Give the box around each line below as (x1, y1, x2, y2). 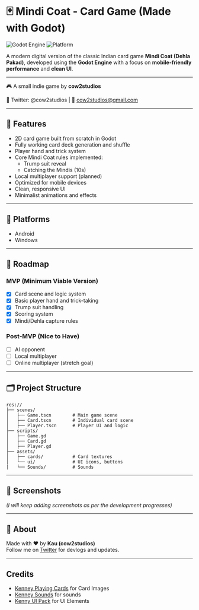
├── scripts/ (6, 428, 38, 434)
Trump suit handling (14, 304, 64, 311)
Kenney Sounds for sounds (14, 591, 81, 598)
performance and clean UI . (6, 65, 73, 72)
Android (14, 230, 34, 237)
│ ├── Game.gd (6, 433, 46, 439)
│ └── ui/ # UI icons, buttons (6, 459, 123, 465)
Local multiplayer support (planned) (14, 173, 102, 180)
